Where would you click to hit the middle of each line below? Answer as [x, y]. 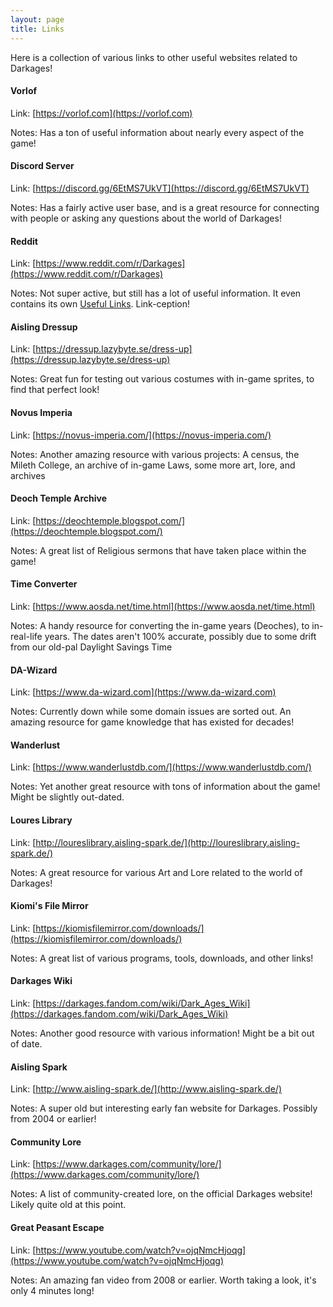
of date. [26, 1043]
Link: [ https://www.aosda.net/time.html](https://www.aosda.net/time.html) [163, 606]
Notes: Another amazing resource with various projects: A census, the [155, 454]
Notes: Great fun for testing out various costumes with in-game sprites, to [162, 379]
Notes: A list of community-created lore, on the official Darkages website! [161, 1194]
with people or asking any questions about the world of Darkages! [146, 218]
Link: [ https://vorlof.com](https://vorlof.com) [101, 113]
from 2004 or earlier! [53, 1119]
